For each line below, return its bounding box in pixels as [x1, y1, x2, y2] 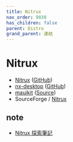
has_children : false [6, 20, 58, 26]
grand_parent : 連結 [6, 31, 53, 37]
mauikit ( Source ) [14, 89, 56, 96]
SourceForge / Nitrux [14, 95, 67, 103]
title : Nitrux [6, 8, 42, 15]
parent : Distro [6, 25, 44, 32]
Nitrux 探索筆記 [14, 129, 53, 136]
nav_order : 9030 [6, 14, 47, 20]
